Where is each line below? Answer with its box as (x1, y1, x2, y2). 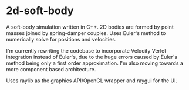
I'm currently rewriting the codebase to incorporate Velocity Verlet (6, 47, 166, 54)
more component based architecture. (6, 65, 96, 72)
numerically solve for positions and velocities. (6, 36, 117, 43)
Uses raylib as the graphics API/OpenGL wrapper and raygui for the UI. (6, 77, 178, 84)
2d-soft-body (6, 4, 74, 18)
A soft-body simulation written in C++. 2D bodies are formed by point (6, 23, 174, 30)
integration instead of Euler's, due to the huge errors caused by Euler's (6, 53, 178, 60)
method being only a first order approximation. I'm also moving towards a (6, 60, 184, 67)
